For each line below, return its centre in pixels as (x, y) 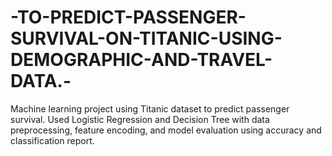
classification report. (52, 140)
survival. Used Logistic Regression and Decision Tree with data (140, 119)
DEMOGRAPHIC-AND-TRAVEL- (141, 60)
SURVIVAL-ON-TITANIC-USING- (146, 38)
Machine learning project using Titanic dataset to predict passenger (150, 108)
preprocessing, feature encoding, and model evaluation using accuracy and (166, 130)
